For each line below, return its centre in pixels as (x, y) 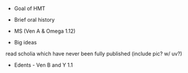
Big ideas (25, 42)
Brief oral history (34, 20)
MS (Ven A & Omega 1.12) (45, 31)
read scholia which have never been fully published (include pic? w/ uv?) (94, 54)
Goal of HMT (29, 8)
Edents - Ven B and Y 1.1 (43, 65)
